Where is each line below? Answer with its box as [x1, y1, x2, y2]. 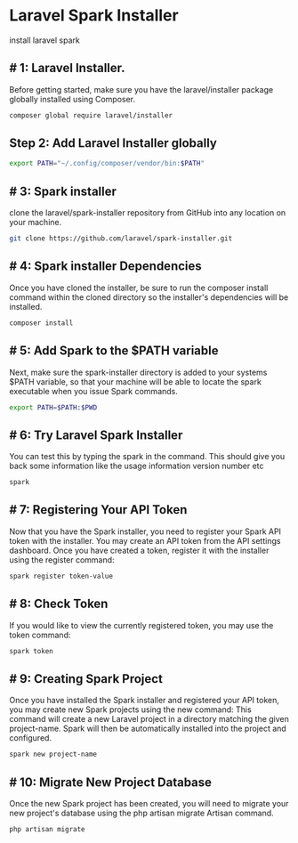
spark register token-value [9, 571, 114, 580]
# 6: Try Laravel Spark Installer [9, 427, 183, 442]
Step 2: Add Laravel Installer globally [9, 135, 218, 151]
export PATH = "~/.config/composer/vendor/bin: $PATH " [9, 159, 205, 168]
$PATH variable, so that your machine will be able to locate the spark [9, 376, 262, 387]
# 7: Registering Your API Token [9, 502, 188, 517]
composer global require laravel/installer [9, 110, 173, 120]
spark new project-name [9, 750, 98, 759]
